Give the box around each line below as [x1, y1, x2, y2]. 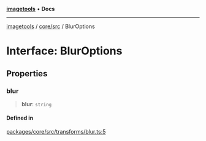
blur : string [21, 100, 52, 107]
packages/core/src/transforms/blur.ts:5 [6, 128, 106, 136]
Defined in [6, 114, 34, 121]
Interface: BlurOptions [6, 44, 123, 58]
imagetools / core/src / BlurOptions [6, 23, 95, 30]
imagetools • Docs [6, 5, 55, 12]
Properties [6, 68, 48, 79]
